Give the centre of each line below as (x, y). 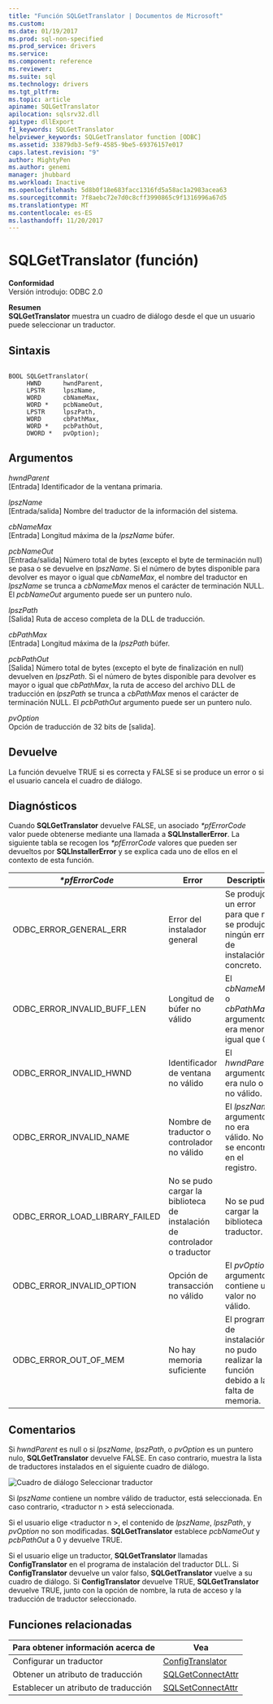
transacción (191, 1286)
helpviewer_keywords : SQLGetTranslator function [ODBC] (105, 137)
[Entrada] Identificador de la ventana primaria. (86, 486)
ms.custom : (27, 24)
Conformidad (31, 283)
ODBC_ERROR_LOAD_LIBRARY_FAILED (87, 1216)
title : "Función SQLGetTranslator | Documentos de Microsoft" (116, 16)
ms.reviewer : (30, 69)
